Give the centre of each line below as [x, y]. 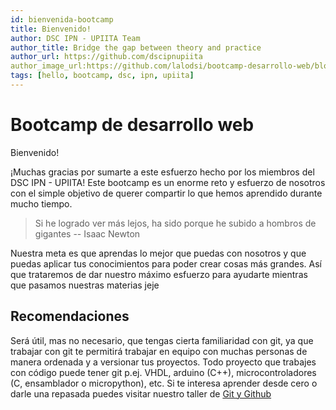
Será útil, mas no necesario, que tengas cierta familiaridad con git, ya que [162, 340]
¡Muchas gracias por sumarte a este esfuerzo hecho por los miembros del [162, 172]
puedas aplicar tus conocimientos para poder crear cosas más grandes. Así [166, 263]
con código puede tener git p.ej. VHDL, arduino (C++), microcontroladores [163, 372]
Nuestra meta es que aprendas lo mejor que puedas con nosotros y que [158, 253]
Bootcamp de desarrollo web [132, 125]
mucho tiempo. [41, 203]
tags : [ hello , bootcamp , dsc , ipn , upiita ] [102, 76]
